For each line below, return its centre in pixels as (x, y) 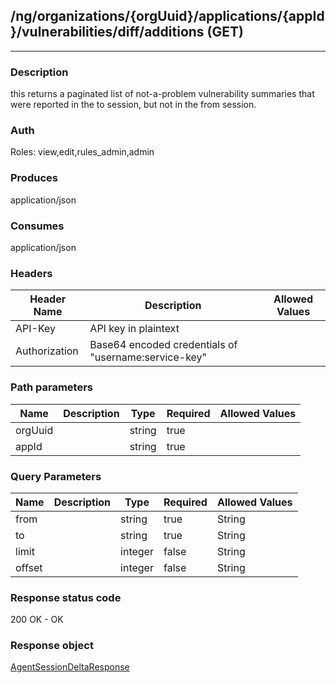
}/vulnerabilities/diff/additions (107, 32)
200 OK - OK (37, 620)
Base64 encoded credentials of (163, 345)
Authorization (47, 351)
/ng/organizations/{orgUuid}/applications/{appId (167, 16)
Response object (52, 646)
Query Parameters (56, 476)
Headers (31, 273)
